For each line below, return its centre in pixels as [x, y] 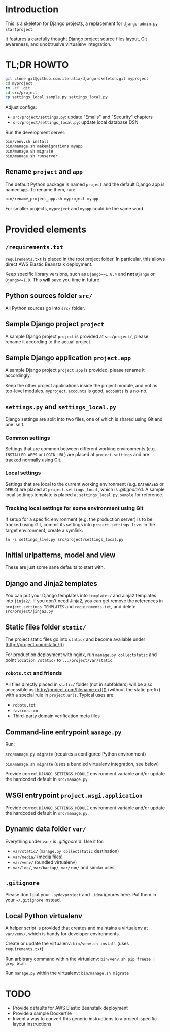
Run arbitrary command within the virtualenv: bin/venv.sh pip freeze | [80, 959]
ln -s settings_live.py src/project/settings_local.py [64, 539]
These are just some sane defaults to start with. [55, 567]
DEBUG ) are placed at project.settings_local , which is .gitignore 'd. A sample [85, 489]
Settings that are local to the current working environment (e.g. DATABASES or [84, 484]
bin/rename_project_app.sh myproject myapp [52, 199]
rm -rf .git [18, 88]
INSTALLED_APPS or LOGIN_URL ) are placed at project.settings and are [77, 454]
